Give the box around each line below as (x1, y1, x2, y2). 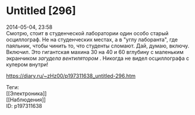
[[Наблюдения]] (6, 96, 46, 103)
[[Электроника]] (6, 90, 47, 97)
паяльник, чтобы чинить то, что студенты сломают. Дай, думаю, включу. (6, 42, 190, 49)
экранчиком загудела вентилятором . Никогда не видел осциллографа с (6, 55, 190, 62)
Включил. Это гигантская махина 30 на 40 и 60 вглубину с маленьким (6, 48, 184, 55)
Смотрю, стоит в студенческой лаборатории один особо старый (6, 29, 169, 36)
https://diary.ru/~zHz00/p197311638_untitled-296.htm (6, 72, 136, 79)
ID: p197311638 (6, 102, 42, 109)
